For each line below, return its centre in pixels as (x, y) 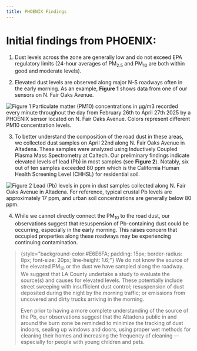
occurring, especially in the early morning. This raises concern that (96, 230)
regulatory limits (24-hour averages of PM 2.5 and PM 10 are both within (100, 64)
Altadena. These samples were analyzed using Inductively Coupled (96, 149)
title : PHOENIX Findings (36, 12)
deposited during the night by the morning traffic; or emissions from (103, 293)
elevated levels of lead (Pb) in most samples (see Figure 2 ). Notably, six (102, 162)
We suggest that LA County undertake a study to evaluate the (95, 274)
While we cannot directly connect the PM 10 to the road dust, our (92, 217)
